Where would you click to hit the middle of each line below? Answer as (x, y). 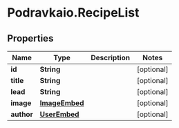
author (22, 114)
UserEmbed (59, 114)
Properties (30, 38)
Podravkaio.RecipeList (73, 13)
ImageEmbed (62, 103)
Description (110, 58)
